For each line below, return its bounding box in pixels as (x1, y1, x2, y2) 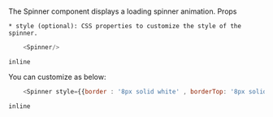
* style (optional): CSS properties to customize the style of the (8, 23, 242, 31)
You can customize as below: (8, 72, 106, 82)
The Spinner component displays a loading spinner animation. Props (8, 6, 237, 16)
